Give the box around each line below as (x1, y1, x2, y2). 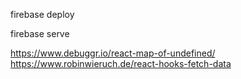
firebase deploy (10, 9, 75, 20)
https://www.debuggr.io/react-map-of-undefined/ (10, 47, 216, 59)
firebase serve (10, 28, 70, 39)
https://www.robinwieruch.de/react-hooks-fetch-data (10, 58, 232, 69)
